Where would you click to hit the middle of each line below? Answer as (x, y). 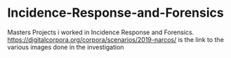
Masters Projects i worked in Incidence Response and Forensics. (101, 32)
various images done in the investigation (66, 47)
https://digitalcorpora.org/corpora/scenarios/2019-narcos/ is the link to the (116, 39)
